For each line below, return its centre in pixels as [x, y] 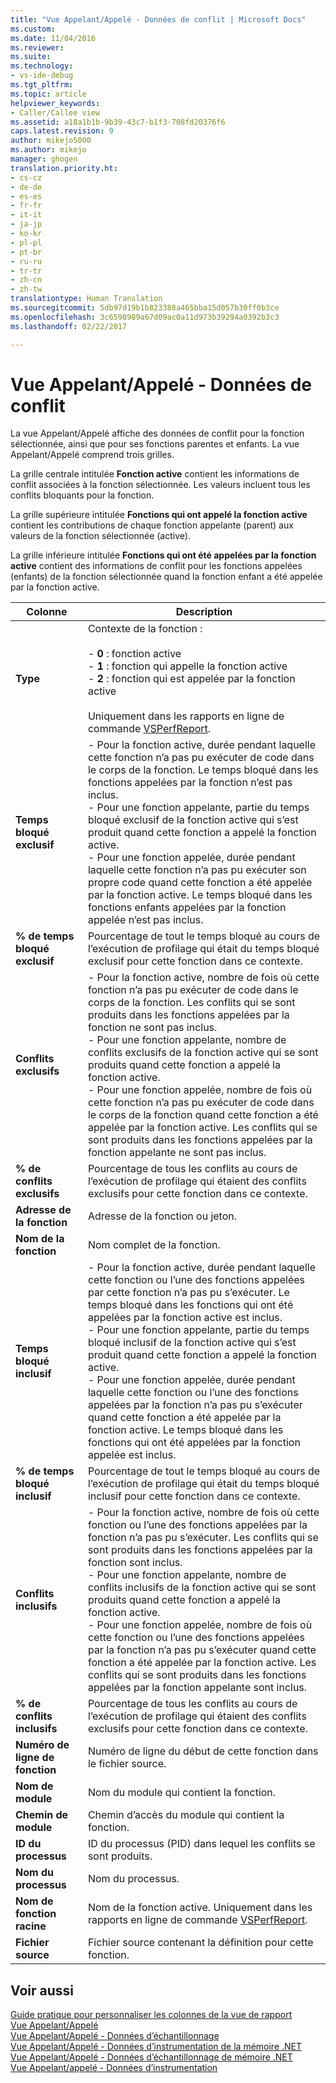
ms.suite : [31, 57]
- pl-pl [26, 242]
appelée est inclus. [132, 1455]
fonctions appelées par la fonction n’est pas [190, 783]
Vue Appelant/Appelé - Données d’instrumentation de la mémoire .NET [156, 2047]
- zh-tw [26, 289]
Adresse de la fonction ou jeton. [162, 1216]
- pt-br [26, 252]
